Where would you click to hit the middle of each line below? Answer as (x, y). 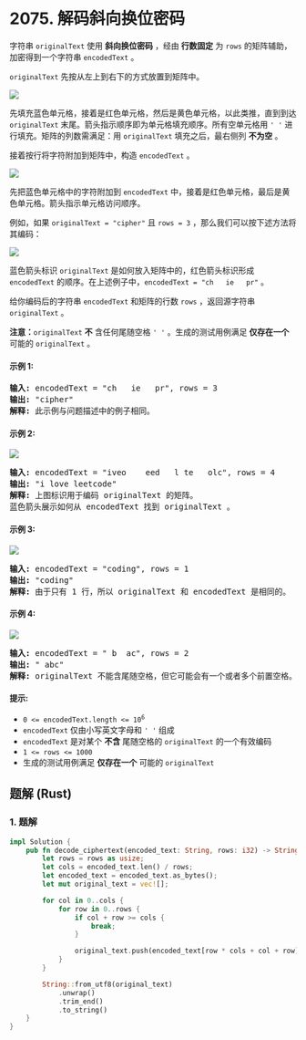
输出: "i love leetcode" (63, 484)
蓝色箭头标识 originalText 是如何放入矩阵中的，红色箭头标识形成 (132, 270)
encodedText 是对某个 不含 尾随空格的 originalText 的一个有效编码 (147, 741)
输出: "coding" (42, 580)
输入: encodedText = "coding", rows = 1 (99, 568)
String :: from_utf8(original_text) (107, 984)
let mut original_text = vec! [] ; (106, 884)
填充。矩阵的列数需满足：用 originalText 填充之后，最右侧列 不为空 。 (150, 135)
